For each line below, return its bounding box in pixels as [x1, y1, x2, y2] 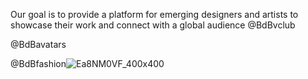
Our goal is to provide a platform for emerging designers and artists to [10, 9, 299, 20]
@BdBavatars [10, 39, 67, 50]
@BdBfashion [10, 58, 67, 69]
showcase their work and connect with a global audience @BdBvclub [10, 19, 296, 31]
